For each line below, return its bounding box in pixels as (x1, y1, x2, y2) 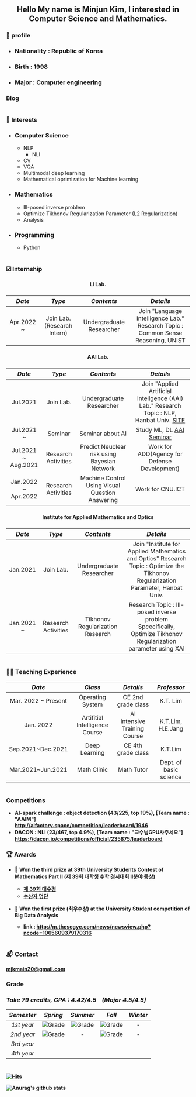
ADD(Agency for (137, 450, 183, 458)
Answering (88, 496, 118, 504)
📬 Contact (6, 950, 38, 958)
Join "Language (138, 307, 183, 315)
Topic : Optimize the (129, 562, 184, 570)
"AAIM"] (14, 816, 36, 823)
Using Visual (86, 482, 121, 490)
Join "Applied (142, 380, 179, 388)
